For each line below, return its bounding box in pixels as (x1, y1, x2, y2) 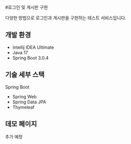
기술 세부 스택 (5, 71, 45, 79)
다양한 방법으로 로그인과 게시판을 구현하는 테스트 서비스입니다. (5, 15, 127, 21)
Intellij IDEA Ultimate (12, 44, 54, 50)
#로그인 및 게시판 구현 (5, 4, 48, 10)
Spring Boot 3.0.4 (12, 55, 49, 61)
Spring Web (12, 93, 37, 99)
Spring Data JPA (12, 99, 46, 105)
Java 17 (12, 49, 28, 56)
